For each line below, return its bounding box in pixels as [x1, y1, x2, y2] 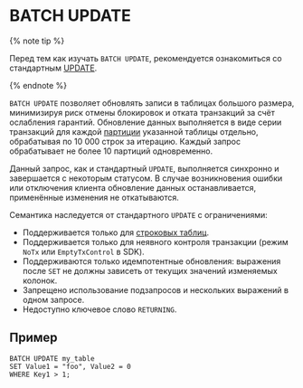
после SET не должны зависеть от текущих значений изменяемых [22, 265, 278, 276]
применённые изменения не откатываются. [9, 192, 179, 203]
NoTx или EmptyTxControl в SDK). [22, 246, 145, 257]
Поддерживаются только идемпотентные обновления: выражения [22, 255, 281, 267]
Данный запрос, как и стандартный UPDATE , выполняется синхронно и [9, 163, 279, 174]
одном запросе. [22, 294, 85, 305]
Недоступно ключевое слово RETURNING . [22, 304, 177, 315]
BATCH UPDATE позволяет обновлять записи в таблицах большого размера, [9, 97, 295, 109]
